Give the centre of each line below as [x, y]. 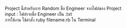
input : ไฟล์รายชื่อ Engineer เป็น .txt [39, 14]
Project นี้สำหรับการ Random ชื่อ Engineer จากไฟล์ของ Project [63, 8]
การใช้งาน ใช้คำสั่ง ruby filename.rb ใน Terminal [50, 20]
